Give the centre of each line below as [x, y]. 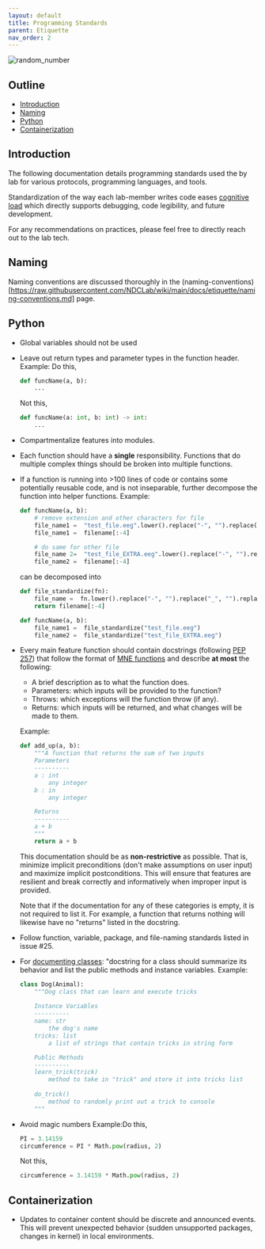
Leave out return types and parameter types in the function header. [129, 358]
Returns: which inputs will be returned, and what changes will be [137, 708]
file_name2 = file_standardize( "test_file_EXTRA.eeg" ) [128, 635]
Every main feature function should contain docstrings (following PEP [133, 650]
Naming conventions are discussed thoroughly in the [94, 281]
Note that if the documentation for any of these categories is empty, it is [137, 905]
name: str [50, 1021]
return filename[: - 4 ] [70, 606]
